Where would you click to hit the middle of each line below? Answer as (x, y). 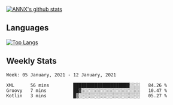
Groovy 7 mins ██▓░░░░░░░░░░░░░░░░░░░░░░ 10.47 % (87, 90)
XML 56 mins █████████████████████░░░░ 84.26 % (87, 85)
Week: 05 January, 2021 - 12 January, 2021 (61, 75)
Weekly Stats (31, 61)
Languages (28, 28)
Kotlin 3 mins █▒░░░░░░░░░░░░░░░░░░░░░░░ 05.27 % (87, 95)
